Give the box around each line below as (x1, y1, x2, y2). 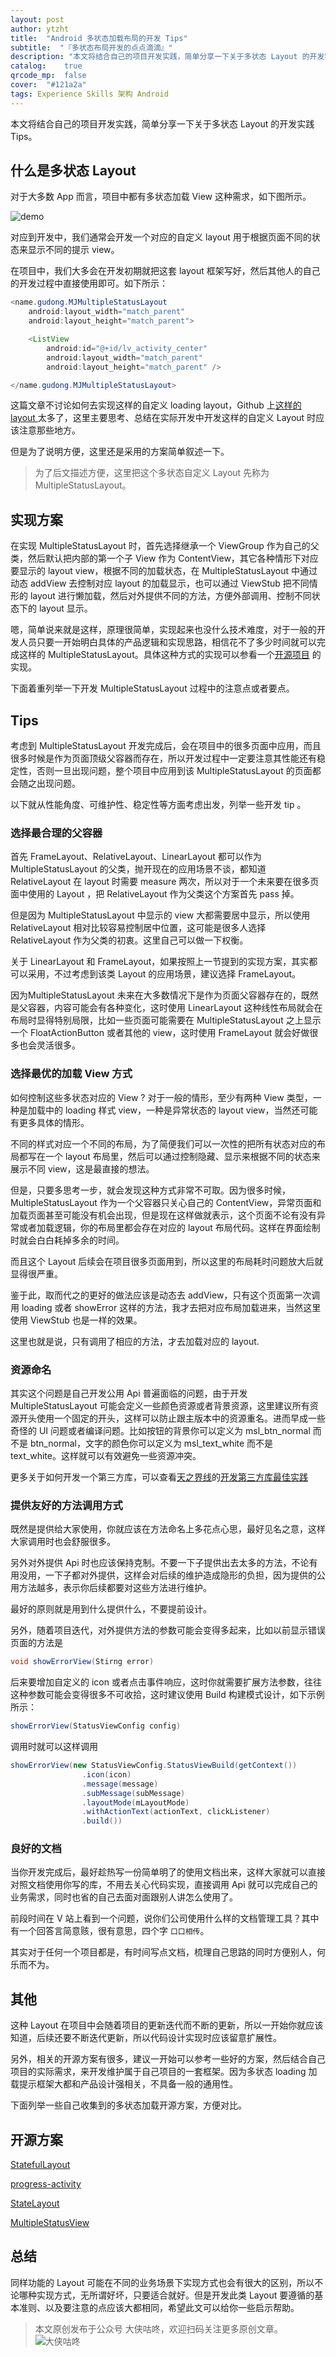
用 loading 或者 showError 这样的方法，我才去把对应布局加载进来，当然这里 (10, 1301, 322, 1313)
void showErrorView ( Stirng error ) (10, 1657, 155, 1667)
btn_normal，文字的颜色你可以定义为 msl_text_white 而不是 (29, 1437, 274, 1449)
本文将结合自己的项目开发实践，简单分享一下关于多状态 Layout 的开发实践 (10, 117, 315, 130)
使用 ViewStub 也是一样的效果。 (10, 1314, 143, 1326)
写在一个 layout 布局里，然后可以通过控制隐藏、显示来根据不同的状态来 (27, 1150, 321, 1162)
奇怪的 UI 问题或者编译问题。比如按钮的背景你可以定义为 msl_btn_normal (10, 1424, 311, 1436)
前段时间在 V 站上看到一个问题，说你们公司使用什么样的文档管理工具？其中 (10, 1912, 320, 1925)
